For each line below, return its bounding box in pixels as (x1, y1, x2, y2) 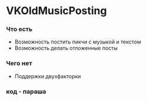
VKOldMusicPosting (6, 4, 107, 18)
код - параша (6, 87, 46, 95)
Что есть (6, 25, 33, 33)
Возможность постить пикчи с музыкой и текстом (14, 38, 141, 45)
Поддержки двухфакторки (14, 72, 81, 80)
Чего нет (6, 59, 32, 68)
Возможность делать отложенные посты (14, 45, 118, 52)
